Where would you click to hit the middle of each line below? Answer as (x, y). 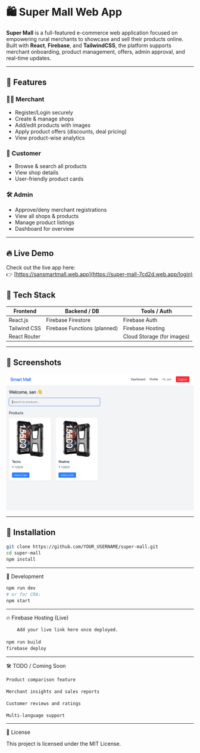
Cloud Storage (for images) (157, 337)
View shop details (37, 172)
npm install (21, 560)
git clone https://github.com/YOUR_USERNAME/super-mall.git (82, 547)
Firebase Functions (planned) (82, 328)
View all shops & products (47, 216)
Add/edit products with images (53, 125)
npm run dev (21, 588)
